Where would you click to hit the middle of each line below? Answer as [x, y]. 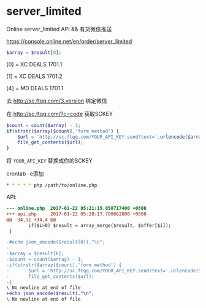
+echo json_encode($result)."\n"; [51, 294]
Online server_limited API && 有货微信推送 [59, 29]
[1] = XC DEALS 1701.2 [34, 76]
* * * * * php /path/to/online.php [52, 185]
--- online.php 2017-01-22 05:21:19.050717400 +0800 [77, 209]
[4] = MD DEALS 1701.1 [35, 88]
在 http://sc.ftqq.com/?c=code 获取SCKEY [60, 114]
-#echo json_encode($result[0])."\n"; [56, 242]
